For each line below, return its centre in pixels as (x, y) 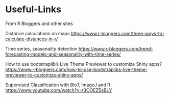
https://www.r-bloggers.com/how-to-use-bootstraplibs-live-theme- (77, 69)
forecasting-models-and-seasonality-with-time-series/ (63, 54)
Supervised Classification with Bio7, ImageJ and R (58, 85)
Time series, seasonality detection (41, 48)
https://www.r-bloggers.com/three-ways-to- (118, 33)
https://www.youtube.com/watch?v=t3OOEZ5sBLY (59, 90)
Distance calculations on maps (38, 33)
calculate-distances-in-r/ (32, 39)
